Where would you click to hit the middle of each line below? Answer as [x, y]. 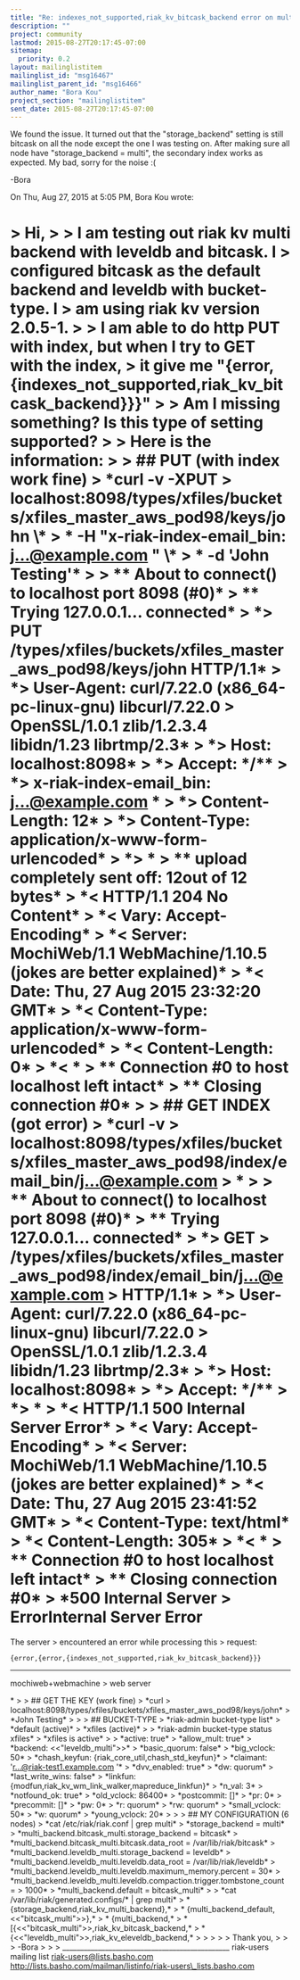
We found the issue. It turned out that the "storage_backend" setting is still [147, 134]
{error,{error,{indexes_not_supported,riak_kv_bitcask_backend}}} [136, 1659]
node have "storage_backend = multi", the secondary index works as [137, 153]
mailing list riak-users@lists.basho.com [82, 1957]
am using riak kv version [168, 309]
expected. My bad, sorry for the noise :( [83, 162]
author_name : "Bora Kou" [56, 92]
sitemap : [26, 51]
